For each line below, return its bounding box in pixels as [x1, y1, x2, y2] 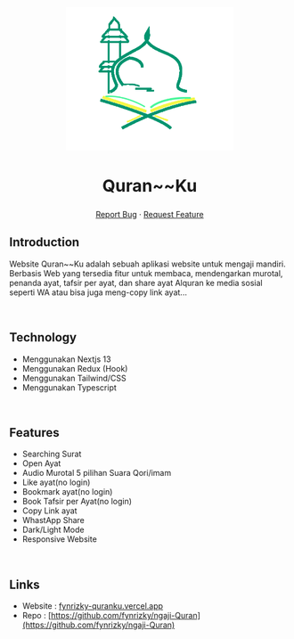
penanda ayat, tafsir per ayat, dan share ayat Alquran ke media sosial [9, 277, 263, 288]
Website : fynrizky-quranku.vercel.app [21, 601, 163, 611]
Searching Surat [21, 448, 82, 460]
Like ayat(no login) [21, 477, 91, 487]
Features [9, 425, 60, 440]
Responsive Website [21, 534, 98, 545]
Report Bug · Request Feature [95, 209, 204, 220]
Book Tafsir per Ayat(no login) [21, 496, 132, 507]
